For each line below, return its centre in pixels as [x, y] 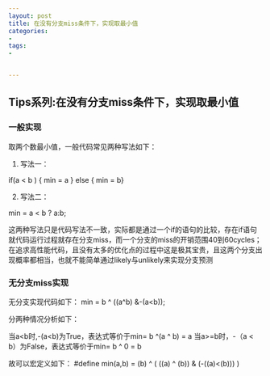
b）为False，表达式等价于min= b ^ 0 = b [75, 346]
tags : [17, 46]
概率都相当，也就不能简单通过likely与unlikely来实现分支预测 [114, 260]
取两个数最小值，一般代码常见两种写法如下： [83, 146]
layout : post [30, 16]
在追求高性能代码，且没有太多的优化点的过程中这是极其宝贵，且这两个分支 [132, 249]
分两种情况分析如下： [44, 319]
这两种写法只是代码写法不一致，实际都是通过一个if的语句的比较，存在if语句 [133, 229]
